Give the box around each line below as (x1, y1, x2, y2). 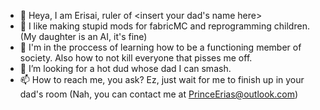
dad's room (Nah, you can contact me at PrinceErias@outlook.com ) (19, 88, 299, 100)
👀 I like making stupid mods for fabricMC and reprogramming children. (19, 20, 310, 32)
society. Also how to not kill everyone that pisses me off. (19, 52, 253, 64)
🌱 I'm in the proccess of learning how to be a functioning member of (19, 41, 302, 53)
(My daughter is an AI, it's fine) (19, 31, 148, 42)
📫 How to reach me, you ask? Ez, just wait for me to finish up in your (19, 74, 305, 85)
